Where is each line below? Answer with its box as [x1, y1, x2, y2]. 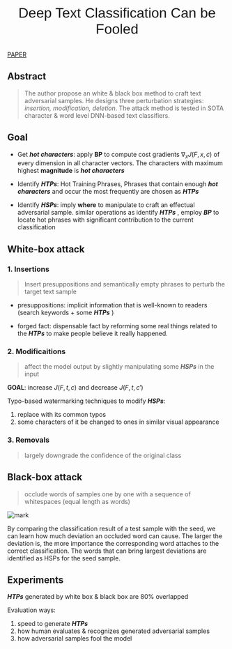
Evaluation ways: [7, 606, 56, 614]
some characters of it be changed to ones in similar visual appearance [17, 418, 219, 426]
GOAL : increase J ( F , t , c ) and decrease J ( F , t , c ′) [7, 383, 144, 392]
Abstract [7, 70, 47, 82]
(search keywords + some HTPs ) [17, 308, 114, 317]
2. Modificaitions [7, 346, 66, 356]
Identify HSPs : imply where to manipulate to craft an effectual [17, 201, 195, 209]
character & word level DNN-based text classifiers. [24, 111, 171, 119]
